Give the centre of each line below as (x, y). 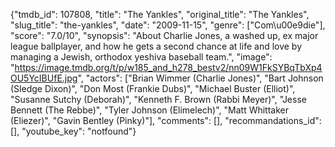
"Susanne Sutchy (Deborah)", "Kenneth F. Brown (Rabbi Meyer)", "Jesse (158, 99)
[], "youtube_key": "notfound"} (73, 131)
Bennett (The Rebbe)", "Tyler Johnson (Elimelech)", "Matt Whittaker (150, 110)
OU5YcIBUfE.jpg (44, 78)
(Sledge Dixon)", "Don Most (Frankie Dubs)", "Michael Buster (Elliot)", (153, 88)
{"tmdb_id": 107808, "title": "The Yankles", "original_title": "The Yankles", (160, 14)
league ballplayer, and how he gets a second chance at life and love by (156, 46)
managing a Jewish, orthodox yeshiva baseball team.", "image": (141, 57)
